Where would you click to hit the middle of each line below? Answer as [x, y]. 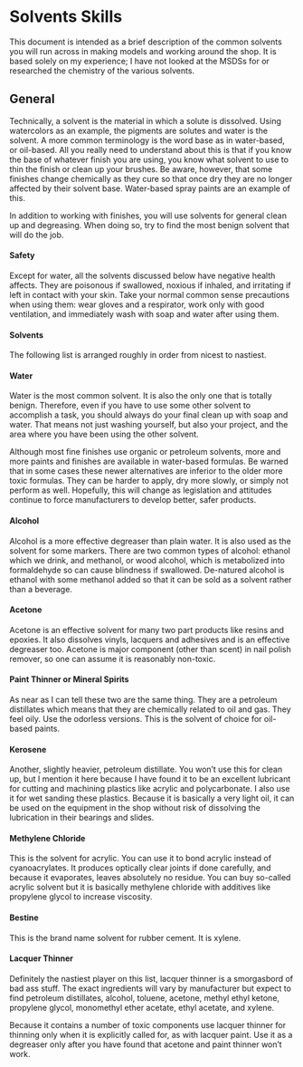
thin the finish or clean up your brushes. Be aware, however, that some [141, 168]
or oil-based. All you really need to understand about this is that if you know [151, 149]
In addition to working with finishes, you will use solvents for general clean [148, 216]
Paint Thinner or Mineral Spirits [69, 679]
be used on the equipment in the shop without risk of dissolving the [135, 808]
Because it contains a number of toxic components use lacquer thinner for [148, 1024]
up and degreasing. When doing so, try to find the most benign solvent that [149, 225]
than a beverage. [41, 589]
